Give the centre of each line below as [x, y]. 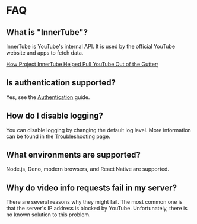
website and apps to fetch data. [45, 53]
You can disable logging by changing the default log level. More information [99, 130]
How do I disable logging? [55, 116]
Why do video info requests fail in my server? [91, 188]
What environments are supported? [74, 155]
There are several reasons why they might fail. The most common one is [94, 202]
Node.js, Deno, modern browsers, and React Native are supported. [88, 169]
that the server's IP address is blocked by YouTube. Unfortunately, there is [97, 209]
